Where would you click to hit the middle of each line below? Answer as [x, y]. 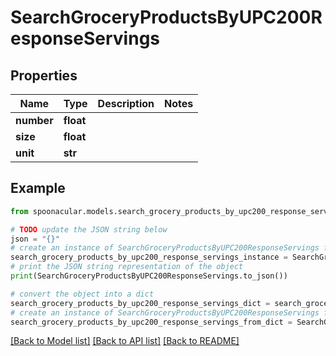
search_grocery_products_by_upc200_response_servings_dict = [140, 303]
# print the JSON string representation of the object [127, 267]
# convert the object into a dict [82, 294]
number [34, 120]
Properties [44, 75]
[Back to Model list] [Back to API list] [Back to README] [125, 341]
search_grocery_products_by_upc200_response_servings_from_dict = [151, 322]
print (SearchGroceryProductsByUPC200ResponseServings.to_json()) [149, 276]
